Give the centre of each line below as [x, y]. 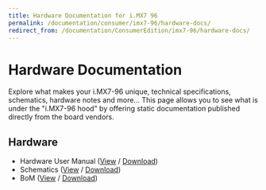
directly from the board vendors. [61, 117]
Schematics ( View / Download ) [70, 170]
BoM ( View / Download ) [58, 178]
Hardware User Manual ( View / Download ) [89, 161]
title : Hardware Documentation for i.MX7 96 [83, 16]
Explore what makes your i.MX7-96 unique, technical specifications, [120, 91]
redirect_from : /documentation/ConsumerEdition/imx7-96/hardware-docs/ [129, 30]
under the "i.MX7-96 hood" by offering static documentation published [124, 109]
